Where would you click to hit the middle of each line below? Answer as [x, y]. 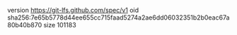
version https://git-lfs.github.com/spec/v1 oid [73, 10]
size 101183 [60, 25]
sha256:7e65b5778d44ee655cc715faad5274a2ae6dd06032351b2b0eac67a [118, 17]
